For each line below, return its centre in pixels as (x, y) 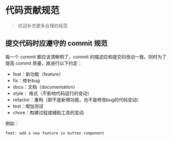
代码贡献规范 (33, 11)
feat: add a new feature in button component (55, 133)
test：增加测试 (28, 106)
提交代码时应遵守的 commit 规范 (56, 43)
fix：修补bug (26, 80)
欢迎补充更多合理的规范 (43, 26)
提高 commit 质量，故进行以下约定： (44, 63)
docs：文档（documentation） (45, 87)
